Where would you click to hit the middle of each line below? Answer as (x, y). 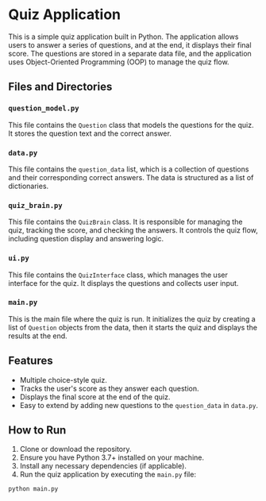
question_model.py (44, 108)
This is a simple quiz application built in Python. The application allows (123, 37)
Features (31, 361)
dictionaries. (29, 186)
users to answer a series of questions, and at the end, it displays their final (130, 44)
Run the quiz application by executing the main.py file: (108, 475)
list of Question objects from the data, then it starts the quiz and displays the (133, 327)
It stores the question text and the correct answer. (90, 133)
